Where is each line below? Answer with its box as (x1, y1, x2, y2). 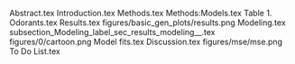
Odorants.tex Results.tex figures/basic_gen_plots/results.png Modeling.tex (9, 17, 286, 28)
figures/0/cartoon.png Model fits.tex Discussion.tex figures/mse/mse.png (9, 36, 282, 47)
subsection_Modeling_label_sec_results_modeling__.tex (9, 27, 216, 37)
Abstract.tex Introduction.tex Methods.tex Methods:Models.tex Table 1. (9, 8, 272, 18)
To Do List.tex (9, 46, 60, 57)
